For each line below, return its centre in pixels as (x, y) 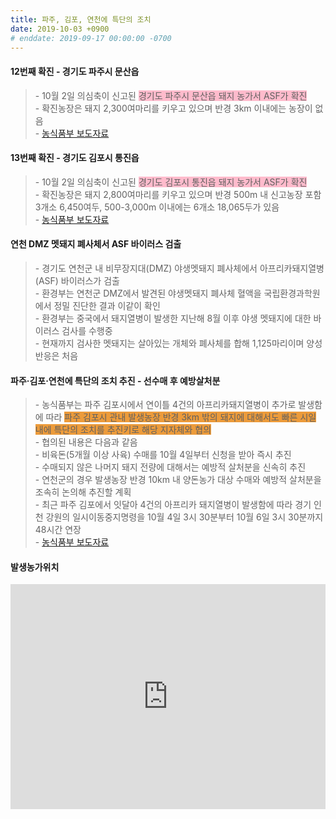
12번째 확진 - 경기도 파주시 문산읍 (75, 71)
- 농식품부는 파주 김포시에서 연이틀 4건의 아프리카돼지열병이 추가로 (165, 405)
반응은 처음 (56, 355)
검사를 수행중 (87, 330)
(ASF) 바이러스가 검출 (77, 280)
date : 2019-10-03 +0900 (60, 29)
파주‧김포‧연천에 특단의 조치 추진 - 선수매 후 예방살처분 (115, 380)
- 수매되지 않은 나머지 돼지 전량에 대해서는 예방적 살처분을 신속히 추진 (170, 467)
